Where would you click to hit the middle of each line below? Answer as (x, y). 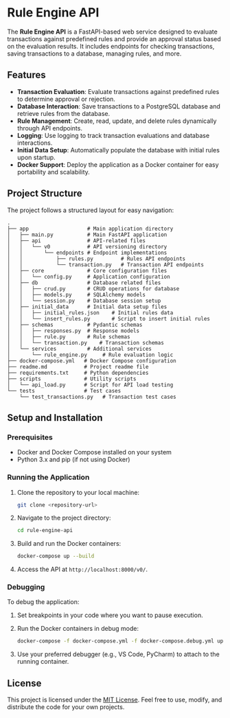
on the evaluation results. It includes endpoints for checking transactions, (111, 46)
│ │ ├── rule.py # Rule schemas (69, 337)
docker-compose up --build (56, 556)
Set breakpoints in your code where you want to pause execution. (110, 615)
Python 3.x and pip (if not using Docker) (73, 460)
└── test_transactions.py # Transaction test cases (98, 397)
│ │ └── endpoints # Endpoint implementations (87, 253)
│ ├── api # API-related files (77, 241)
